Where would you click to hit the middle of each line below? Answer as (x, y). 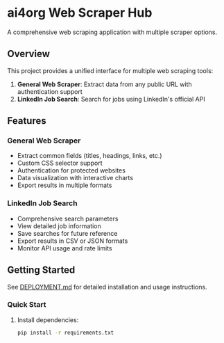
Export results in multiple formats (64, 185)
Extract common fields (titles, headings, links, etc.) (89, 156)
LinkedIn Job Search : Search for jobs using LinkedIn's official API (111, 99)
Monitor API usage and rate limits (64, 248)
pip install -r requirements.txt (66, 333)
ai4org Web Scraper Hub (80, 13)
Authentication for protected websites (71, 170)
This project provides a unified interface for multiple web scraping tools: (110, 70)
